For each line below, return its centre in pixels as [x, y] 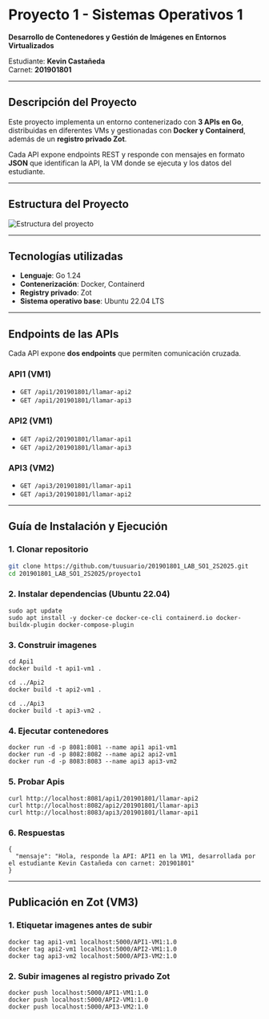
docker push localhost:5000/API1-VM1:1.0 [78, 993]
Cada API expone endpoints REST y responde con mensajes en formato [127, 154]
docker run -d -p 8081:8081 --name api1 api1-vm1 [93, 748]
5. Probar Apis [37, 782]
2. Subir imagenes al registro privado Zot [89, 976]
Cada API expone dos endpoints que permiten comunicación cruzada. [125, 353]
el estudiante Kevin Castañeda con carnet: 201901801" [102, 863]
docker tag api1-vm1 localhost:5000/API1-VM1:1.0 [93, 942]
